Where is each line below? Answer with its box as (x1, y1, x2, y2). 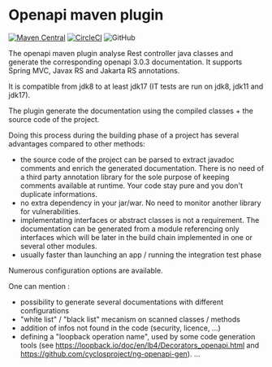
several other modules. (19, 241, 97, 251)
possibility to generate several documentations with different (19, 297, 224, 307)
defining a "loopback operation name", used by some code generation (19, 331, 256, 341)
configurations (19, 305, 70, 315)
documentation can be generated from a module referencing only (19, 224, 240, 234)
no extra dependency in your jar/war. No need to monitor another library (19, 198, 261, 208)
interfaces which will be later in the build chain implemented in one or (19, 232, 253, 242)
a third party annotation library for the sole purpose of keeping (19, 172, 230, 181)
